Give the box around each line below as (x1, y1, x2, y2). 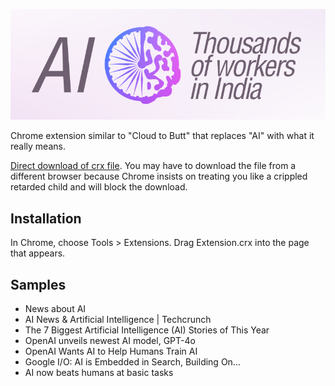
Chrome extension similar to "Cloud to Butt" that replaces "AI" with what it (10, 130, 315, 142)
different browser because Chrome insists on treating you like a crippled (10, 170, 308, 183)
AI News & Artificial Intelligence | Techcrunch (24, 313, 212, 325)
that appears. (10, 247, 66, 259)
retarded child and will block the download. (10, 181, 188, 193)
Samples (10, 276, 67, 293)
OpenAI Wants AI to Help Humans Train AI (24, 345, 198, 357)
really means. (10, 140, 66, 153)
